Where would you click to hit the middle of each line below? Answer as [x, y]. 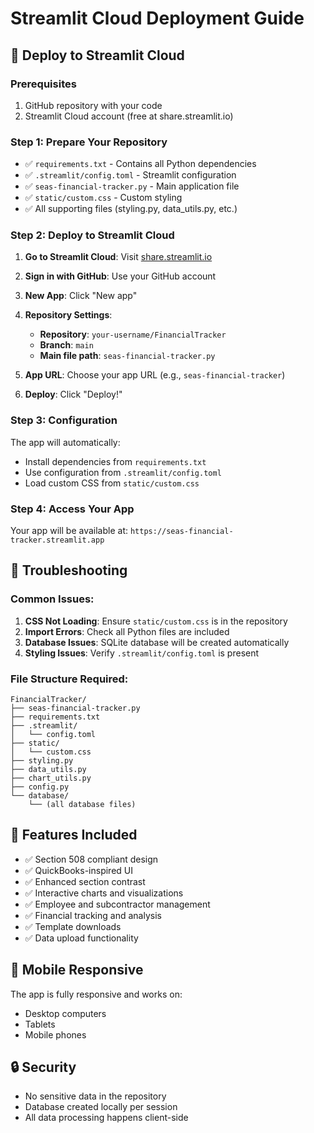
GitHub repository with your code [93, 105]
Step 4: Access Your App [72, 509]
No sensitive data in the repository [95, 1096]
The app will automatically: [65, 442]
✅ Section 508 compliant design [91, 859]
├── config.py [40, 787]
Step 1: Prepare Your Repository [89, 142]
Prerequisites [43, 84]
